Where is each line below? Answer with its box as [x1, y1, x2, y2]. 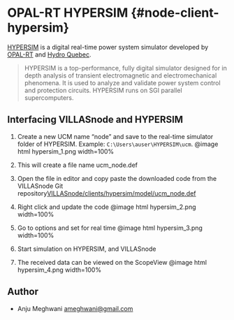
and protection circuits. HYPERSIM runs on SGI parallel [24, 86, 183, 94]
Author [7, 286, 38, 298]
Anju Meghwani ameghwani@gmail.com [17, 304, 133, 312]
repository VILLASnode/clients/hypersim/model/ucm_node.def [17, 189, 196, 197]
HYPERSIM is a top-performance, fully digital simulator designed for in [24, 64, 227, 72]
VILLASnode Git [17, 182, 64, 190]
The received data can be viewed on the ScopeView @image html [17, 258, 207, 266]
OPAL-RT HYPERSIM [7, 5, 129, 21]
